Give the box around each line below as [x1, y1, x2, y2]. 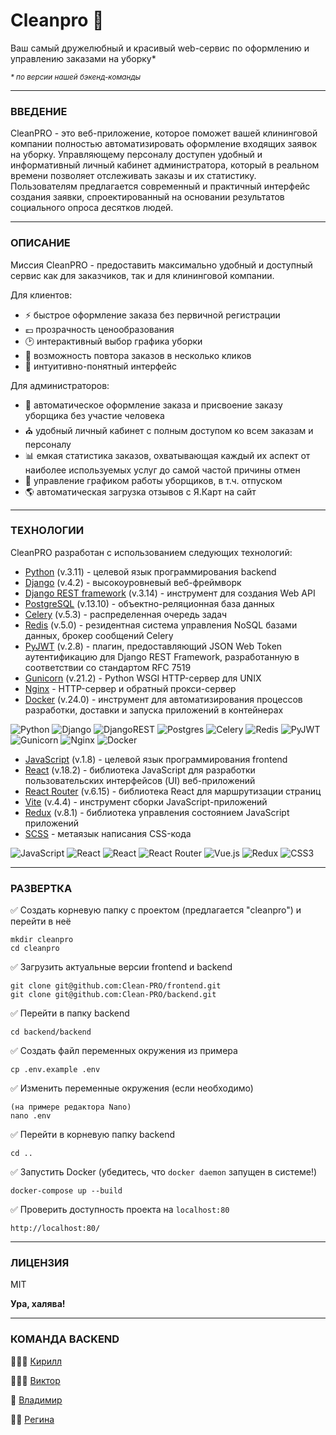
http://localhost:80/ [10, 1224, 101, 1234]
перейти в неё [10, 915, 72, 928]
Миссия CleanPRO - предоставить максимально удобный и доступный [10, 259, 313, 271]
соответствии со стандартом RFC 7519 [24, 661, 192, 673]
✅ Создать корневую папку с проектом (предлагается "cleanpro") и [10, 904, 302, 916]
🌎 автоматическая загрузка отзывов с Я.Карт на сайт [24, 485, 257, 498]
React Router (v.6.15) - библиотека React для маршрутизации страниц [24, 785, 322, 797]
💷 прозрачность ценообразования [24, 323, 175, 335]
